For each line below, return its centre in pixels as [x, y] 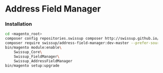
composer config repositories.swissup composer [54, 39]
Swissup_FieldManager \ [37, 57]
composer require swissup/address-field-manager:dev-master [67, 43]
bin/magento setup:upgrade [32, 66]
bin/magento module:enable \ [33, 48]
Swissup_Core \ [28, 52]
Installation [19, 24]
